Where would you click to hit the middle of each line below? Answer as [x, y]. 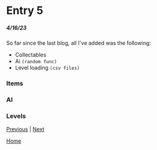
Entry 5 [25, 11]
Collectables [30, 55]
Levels [16, 116]
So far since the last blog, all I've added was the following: [78, 43]
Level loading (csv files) [47, 68]
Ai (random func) [36, 61]
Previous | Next [25, 129]
